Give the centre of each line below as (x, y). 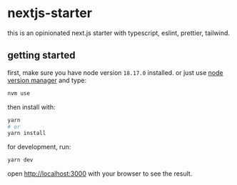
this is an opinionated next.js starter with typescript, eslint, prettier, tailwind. (119, 33)
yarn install (27, 134)
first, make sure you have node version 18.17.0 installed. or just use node (115, 72)
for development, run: (39, 147)
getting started (41, 55)
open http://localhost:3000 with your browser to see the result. (100, 174)
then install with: (31, 107)
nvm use (19, 93)
